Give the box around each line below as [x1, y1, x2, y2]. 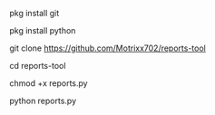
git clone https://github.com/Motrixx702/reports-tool [9, 43, 206, 53]
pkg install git [9, 8, 60, 18]
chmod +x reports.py [9, 78, 88, 89]
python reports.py [9, 95, 77, 106]
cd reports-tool [9, 61, 66, 71]
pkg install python [9, 25, 76, 35]
